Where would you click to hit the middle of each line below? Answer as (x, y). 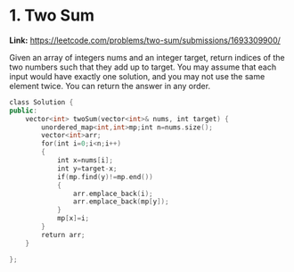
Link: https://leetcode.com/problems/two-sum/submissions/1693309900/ (145, 40)
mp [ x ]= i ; (73, 218)
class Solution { (41, 102)
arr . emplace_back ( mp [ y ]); (121, 202)
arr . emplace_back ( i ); (113, 194)
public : (24, 111)
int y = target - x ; (87, 169)
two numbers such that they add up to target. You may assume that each (143, 67)
